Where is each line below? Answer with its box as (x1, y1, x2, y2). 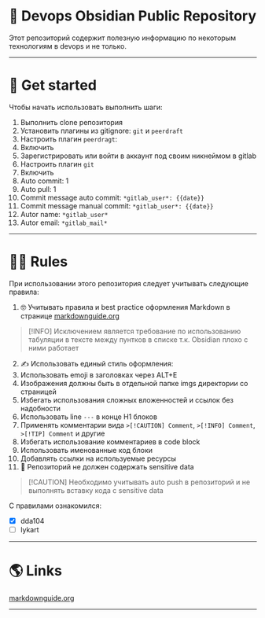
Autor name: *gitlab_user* (20, 209, 109, 219)
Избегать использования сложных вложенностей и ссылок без (20, 395, 234, 404)
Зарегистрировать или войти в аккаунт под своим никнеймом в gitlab (20, 151, 257, 160)
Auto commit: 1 (20, 176, 69, 186)
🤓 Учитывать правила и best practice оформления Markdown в (20, 302, 230, 311)
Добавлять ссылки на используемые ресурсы (20, 454, 176, 463)
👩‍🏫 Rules (9, 253, 68, 270)
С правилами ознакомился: (9, 501, 102, 510)
